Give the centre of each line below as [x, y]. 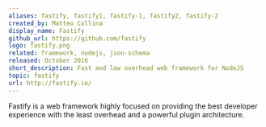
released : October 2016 [49, 61]
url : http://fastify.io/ [50, 83]
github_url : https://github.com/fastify [78, 38]
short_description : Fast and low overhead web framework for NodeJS [126, 68]
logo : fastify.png [39, 46]
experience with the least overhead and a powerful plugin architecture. [127, 114]
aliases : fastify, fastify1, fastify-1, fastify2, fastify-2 [114, 16]
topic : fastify [34, 76]
